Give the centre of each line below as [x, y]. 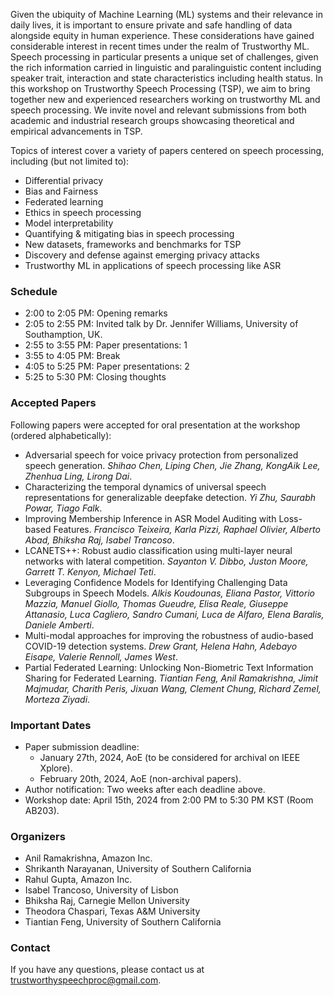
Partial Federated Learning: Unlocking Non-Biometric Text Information [169, 667]
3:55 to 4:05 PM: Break [72, 356]
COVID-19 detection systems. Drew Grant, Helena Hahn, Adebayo [161, 646]
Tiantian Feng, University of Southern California [123, 922]
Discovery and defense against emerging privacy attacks [142, 255]
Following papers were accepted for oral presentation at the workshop [155, 425]
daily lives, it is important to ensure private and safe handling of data [151, 25]
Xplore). [56, 768]
